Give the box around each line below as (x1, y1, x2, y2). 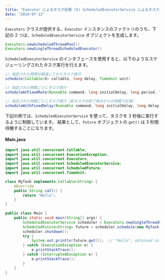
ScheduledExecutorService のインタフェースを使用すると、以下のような (5, 56, 149, 62)
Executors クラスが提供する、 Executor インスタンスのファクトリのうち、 (5, 26, 152, 32)
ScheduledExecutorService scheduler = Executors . (23, 220, 126, 225)
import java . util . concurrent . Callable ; (5, 147, 87, 152)
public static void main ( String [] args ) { (14, 216, 102, 221)
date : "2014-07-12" (5, 12, 45, 17)
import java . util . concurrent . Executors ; (5, 157, 89, 162)
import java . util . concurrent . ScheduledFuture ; (5, 166, 102, 171)
